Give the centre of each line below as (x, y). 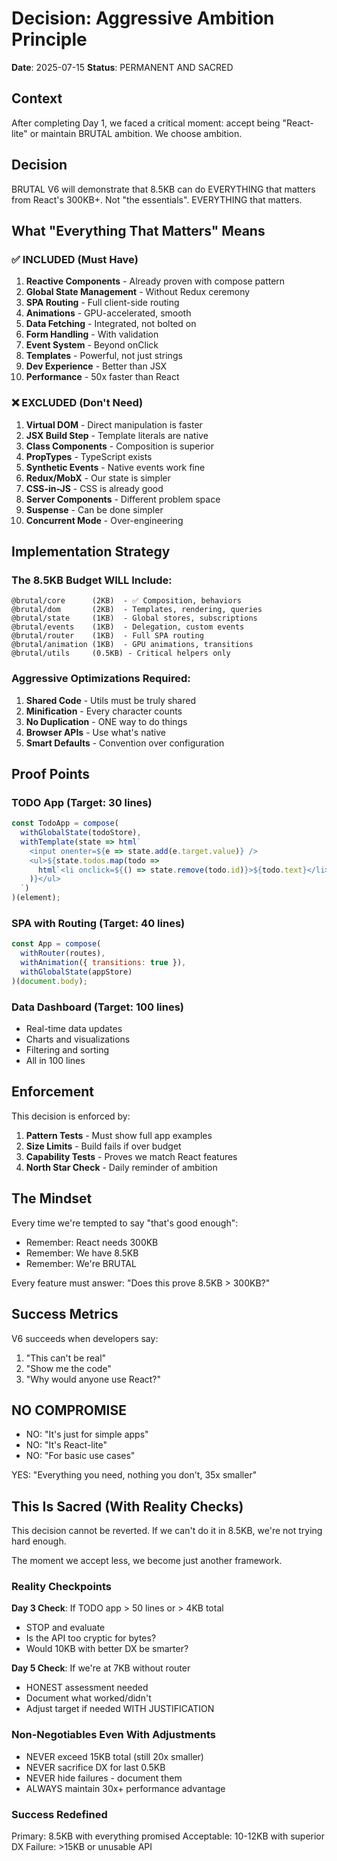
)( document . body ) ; (49, 981)
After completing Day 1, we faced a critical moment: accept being (146, 123)
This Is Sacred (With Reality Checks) (127, 1506)
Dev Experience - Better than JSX (96, 366)
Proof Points (51, 773)
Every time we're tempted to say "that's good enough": (125, 1223)
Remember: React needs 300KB (92, 1242)
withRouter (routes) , (63, 953)
